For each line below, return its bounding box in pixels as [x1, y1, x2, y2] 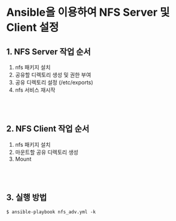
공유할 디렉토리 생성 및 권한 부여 [15, 71, 91, 78]
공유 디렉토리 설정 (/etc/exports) [15, 79, 94, 86]
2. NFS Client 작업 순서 [6, 124, 90, 134]
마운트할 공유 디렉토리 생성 [15, 149, 79, 156]
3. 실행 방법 [6, 193, 47, 203]
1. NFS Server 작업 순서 [6, 46, 91, 57]
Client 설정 [6, 21, 59, 34]
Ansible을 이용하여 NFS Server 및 [6, 5, 170, 19]
